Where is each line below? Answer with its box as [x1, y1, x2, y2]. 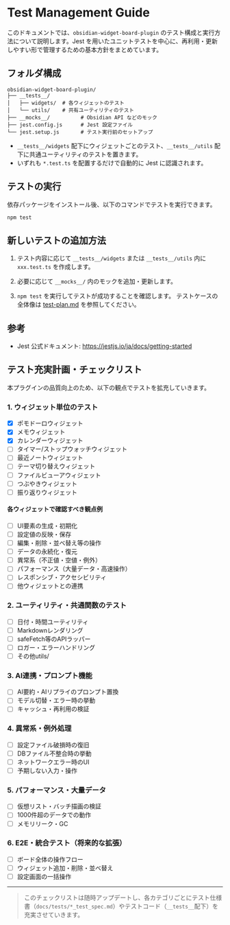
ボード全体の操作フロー [16, 855, 84, 863]
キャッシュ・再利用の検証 [16, 705, 90, 713]
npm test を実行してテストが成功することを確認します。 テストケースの [16, 292, 218, 300]
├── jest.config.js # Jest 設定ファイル [7, 121, 133, 128]
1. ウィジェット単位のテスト [7, 402, 99, 412]
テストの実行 [7, 180, 62, 193]
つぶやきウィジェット [16, 479, 77, 488]
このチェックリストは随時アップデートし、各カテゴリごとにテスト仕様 [23, 893, 222, 902]
